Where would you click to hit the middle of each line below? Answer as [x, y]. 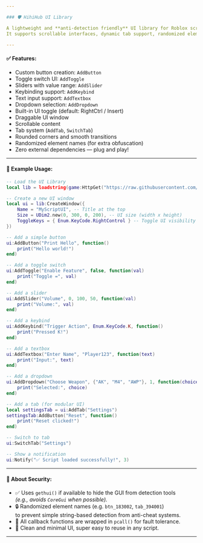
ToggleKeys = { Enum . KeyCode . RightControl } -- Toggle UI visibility [107, 221]
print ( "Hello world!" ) [46, 249]
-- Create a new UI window [40, 198]
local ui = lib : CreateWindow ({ [46, 204]
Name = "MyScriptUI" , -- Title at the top [71, 209]
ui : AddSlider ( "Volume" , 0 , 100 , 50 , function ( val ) [71, 298]
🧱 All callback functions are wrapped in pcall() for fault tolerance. [98, 521]
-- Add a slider [27, 293]
